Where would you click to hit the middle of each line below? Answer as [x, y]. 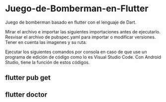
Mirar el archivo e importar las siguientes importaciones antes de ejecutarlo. [83, 32]
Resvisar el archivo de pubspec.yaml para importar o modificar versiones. [81, 37]
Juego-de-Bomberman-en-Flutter [77, 9]
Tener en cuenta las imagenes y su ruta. [46, 42]
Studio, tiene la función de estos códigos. [48, 62]
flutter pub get [28, 78]
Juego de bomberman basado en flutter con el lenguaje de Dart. [71, 22]
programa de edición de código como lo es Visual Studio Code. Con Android [83, 57]
